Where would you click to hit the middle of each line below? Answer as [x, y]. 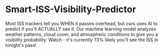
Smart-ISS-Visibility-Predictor [71, 9]
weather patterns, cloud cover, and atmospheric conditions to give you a [82, 34]
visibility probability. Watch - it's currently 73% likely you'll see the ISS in [82, 40]
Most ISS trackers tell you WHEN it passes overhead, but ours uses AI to [81, 23]
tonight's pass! [21, 45]
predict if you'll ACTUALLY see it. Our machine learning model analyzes [81, 29]
